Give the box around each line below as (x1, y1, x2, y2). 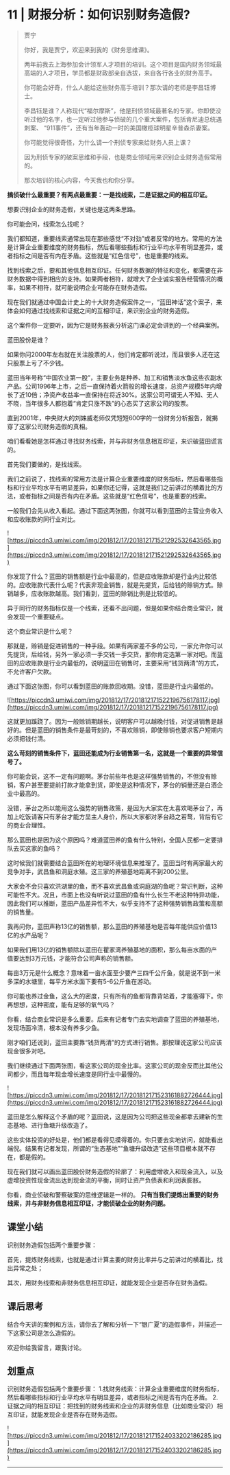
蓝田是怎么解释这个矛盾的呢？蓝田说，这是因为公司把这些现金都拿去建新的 (7, 1112, 217, 1121)
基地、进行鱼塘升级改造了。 (12, 1121, 91, 1129)
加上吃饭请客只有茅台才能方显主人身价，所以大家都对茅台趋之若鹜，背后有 (7, 812, 217, 821)
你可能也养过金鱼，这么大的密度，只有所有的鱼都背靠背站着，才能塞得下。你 (7, 992, 223, 1000)
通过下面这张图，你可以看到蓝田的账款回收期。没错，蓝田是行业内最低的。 (7, 682, 217, 690)
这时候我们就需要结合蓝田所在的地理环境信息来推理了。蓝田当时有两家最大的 (7, 858, 223, 867)
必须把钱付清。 (7, 734, 49, 742)
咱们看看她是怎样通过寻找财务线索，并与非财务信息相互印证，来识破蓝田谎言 (7, 437, 223, 445)
